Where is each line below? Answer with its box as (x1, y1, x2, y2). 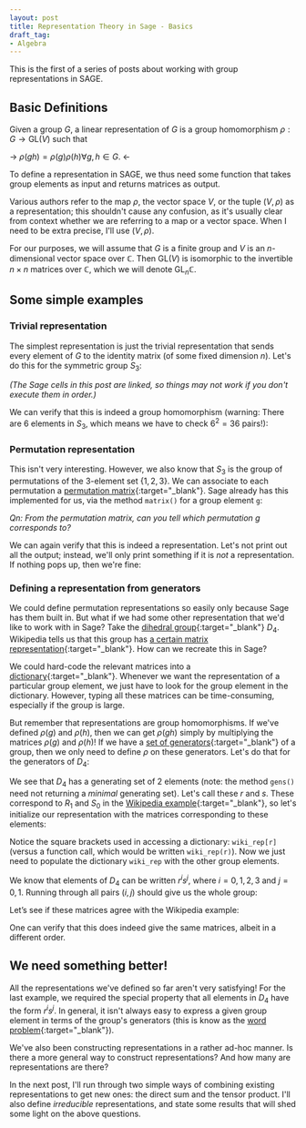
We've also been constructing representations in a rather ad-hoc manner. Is (9, 1042, 293, 1053)
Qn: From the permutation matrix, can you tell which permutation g (9, 512, 261, 523)
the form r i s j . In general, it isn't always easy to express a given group (9, 1003, 267, 1016)
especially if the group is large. (9, 699, 126, 710)
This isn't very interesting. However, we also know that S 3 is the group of (9, 463, 283, 476)
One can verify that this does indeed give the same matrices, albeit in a (9, 921, 276, 933)
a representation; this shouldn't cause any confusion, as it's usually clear (9, 206, 283, 217)
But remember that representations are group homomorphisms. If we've (9, 716, 280, 728)
